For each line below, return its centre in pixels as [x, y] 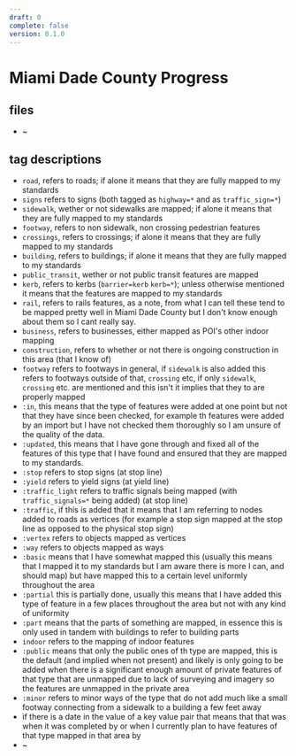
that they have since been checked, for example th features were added [153, 416]
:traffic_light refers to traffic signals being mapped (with [129, 491]
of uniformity [46, 613]
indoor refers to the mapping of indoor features [108, 642]
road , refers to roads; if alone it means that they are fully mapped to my [151, 181]
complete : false [39, 26]
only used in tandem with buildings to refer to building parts [130, 632]
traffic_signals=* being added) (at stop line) [105, 500]
